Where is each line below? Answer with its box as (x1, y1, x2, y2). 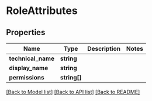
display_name (9, 64, 49, 72)
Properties (6, 27, 46, 37)
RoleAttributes (6, 4, 78, 18)
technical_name (9, 54, 54, 62)
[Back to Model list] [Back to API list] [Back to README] (6, 89, 140, 95)
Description (87, 45, 121, 53)
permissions (9, 74, 45, 81)
